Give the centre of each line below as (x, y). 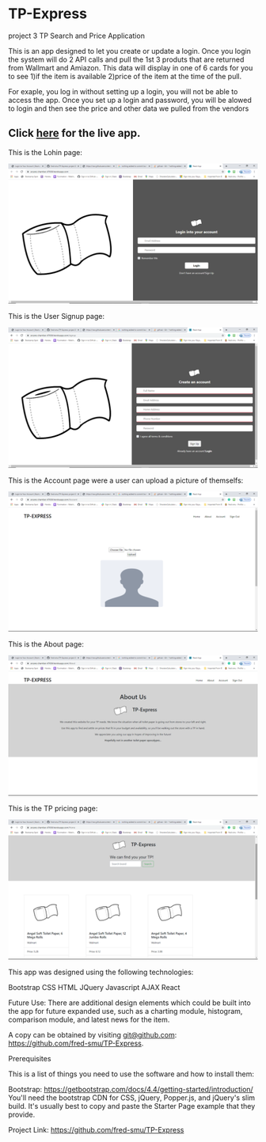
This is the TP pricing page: (53, 808)
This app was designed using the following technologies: (101, 972)
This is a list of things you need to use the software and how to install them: (131, 1074)
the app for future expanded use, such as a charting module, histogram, (125, 1011)
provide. (22, 1115)
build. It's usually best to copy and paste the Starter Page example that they (132, 1106)
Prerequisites (30, 1059)
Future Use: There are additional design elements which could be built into (129, 1003)
